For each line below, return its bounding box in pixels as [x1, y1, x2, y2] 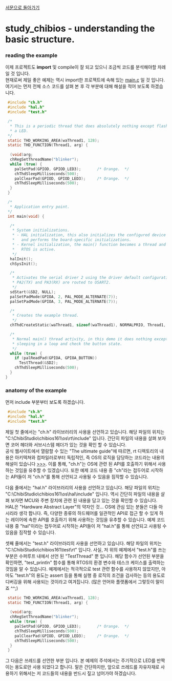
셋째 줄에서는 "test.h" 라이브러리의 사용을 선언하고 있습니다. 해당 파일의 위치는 [5, 540, 162, 546]
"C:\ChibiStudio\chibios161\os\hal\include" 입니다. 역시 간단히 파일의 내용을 [5, 491, 160, 497]
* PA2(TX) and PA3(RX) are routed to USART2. [12, 280, 111, 285]
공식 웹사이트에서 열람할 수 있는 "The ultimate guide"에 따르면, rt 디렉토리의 [5, 448, 159, 454]
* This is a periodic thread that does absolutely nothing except [10, 123, 155, 129]
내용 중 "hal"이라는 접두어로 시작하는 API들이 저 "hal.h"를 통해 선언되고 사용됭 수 [5, 523, 167, 529]
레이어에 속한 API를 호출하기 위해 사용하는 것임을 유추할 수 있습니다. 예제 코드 [10, 517, 165, 523]
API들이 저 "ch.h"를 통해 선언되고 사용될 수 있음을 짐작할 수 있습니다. [10, 473, 148, 480]
